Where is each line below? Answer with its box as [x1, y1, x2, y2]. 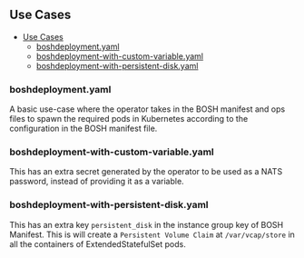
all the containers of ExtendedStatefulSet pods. [9, 238, 186, 249]
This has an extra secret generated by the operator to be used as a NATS [9, 166, 283, 177]
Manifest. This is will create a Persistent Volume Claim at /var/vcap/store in [9, 229, 295, 240]
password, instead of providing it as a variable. [9, 176, 184, 187]
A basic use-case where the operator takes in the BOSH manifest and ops [9, 104, 286, 114]
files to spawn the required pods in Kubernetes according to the [9, 114, 249, 124]
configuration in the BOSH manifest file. [9, 123, 158, 134]
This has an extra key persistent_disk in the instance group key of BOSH [9, 219, 284, 230]
